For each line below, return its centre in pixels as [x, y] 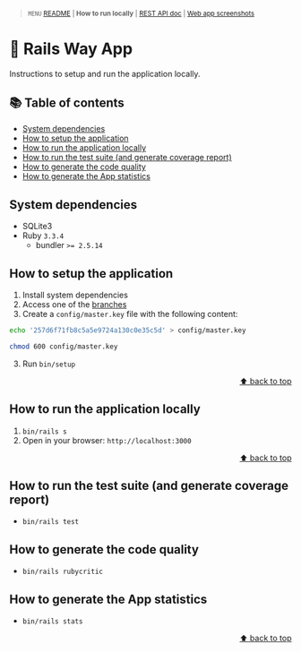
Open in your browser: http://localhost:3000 [107, 440]
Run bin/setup [49, 364]
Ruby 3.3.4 [43, 236]
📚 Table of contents [67, 103]
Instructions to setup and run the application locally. [105, 73]
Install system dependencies [75, 295]
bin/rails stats [52, 622]
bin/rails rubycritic [62, 572]
